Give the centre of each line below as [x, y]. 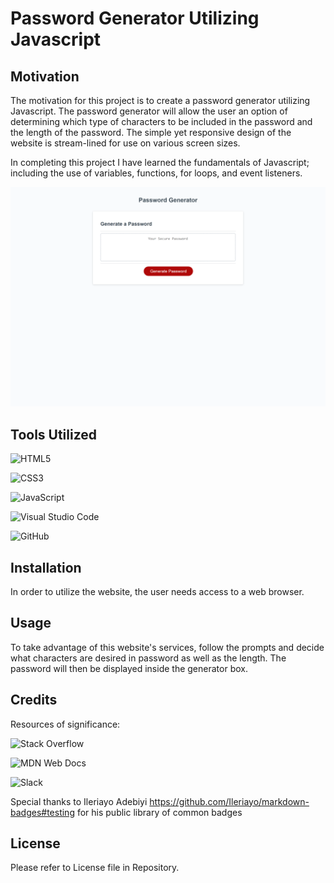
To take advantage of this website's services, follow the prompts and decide [167, 647]
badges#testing [42, 812]
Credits [34, 700]
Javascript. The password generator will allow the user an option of [149, 111]
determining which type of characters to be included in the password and [161, 121]
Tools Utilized [54, 434]
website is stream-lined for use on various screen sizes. [125, 143]
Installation [46, 567]
